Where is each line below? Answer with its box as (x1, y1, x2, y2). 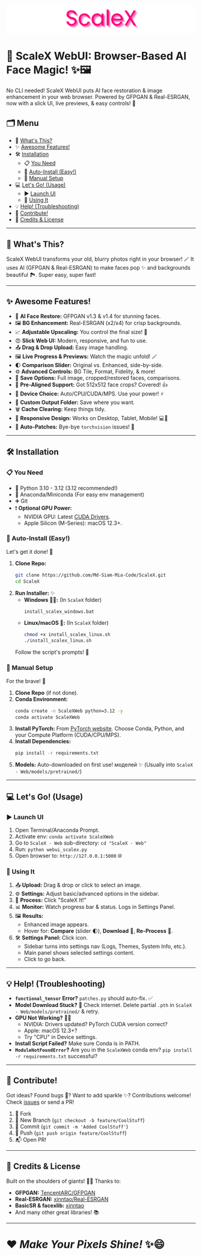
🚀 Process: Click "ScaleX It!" (14, 896, 87, 904)
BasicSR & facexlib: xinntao (14, 1201, 84, 1209)
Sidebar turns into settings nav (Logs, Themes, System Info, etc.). (23, 943, 187, 950)
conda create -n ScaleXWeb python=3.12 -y (14, 708, 123, 714)
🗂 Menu (6, 118, 39, 128)
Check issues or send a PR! (6, 1098, 74, 1106)
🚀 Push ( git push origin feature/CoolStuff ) (14, 1129, 127, 1136)
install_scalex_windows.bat (23, 609, 94, 615)
